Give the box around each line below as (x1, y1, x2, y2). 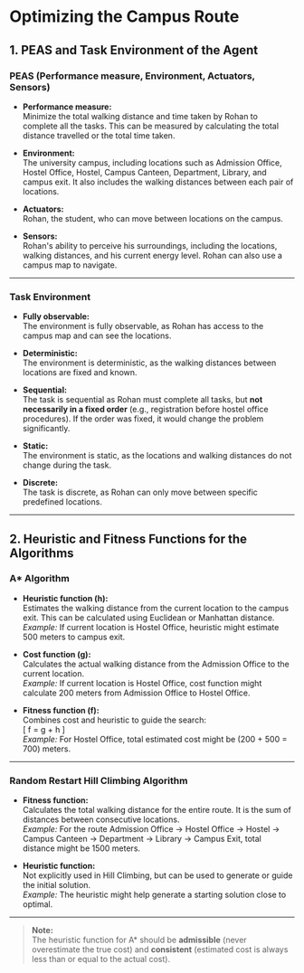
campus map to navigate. (22, 260, 118, 270)
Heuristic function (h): (22, 592, 109, 603)
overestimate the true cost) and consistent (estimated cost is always (31, 944, 289, 955)
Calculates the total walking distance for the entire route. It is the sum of (22, 805, 291, 816)
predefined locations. (22, 496, 102, 507)
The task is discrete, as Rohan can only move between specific (22, 486, 258, 498)
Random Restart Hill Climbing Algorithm (9, 774, 188, 787)
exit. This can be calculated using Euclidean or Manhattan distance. (22, 612, 275, 623)
